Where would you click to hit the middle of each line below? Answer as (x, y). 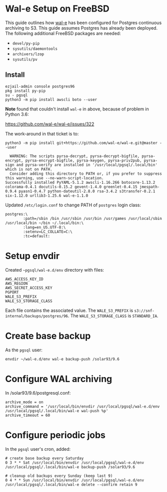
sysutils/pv (25, 59)
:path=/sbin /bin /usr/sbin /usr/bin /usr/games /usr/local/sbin (93, 218)
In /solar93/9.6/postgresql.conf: (38, 393)
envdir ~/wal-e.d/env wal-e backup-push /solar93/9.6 (62, 359)
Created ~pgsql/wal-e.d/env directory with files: (54, 270)
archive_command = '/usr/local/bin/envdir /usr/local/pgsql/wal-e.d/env (82, 406)
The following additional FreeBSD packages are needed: (63, 33)
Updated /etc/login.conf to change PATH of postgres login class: (73, 205)
